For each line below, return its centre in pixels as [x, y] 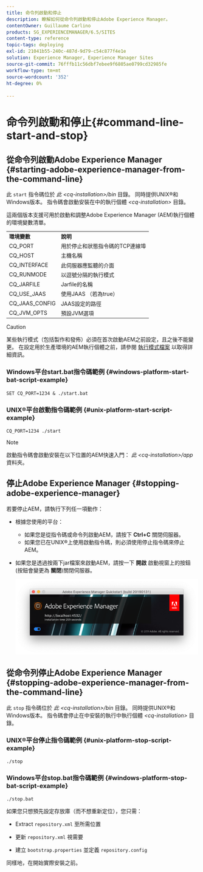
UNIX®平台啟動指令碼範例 [44, 410]
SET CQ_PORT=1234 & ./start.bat [47, 393]
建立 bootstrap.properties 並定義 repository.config [81, 850]
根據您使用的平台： [39, 521]
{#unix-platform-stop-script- [127, 740]
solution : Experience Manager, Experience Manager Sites [80, 58]
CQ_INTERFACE [29, 265]
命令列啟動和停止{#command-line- [95, 122]
